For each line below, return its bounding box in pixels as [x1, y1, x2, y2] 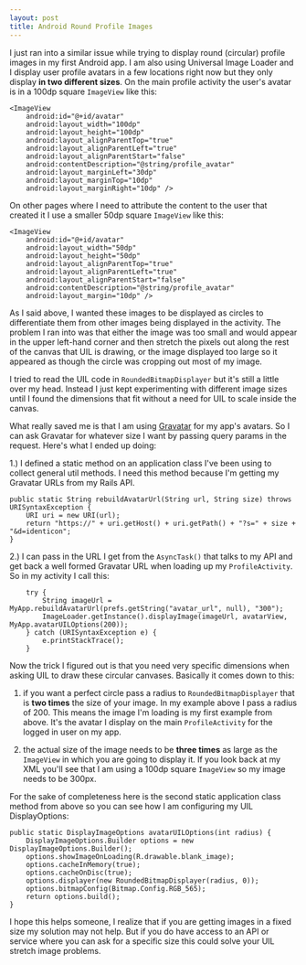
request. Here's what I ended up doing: [9, 440, 157, 451]
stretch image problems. [9, 945, 101, 956]
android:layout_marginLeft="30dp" [26, 167, 157, 177]
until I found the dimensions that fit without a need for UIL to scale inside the [9, 392, 297, 403]
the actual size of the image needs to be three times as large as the [22, 744, 279, 755]
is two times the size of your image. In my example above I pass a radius [22, 697, 298, 708]
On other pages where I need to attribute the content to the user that [9, 199, 268, 210]
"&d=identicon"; [9, 527, 71, 536]
